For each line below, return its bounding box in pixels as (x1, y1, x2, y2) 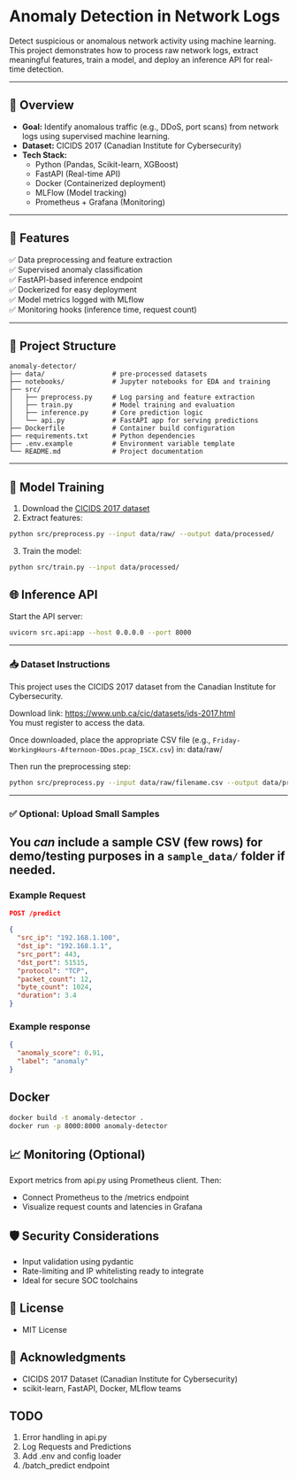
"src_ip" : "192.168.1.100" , (17, 933, 121, 943)
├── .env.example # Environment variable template (9, 440, 236, 448)
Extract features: (21, 512, 83, 524)
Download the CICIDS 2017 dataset (21, 503, 150, 514)
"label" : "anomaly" (17, 1057, 89, 1066)
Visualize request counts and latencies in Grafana (21, 1202, 203, 1212)
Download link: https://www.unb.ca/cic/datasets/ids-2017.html (9, 707, 236, 719)
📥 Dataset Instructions (9, 658, 110, 670)
